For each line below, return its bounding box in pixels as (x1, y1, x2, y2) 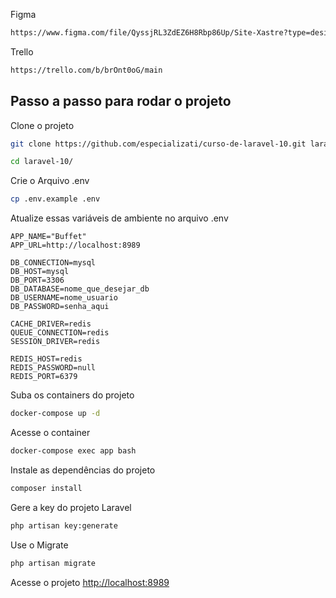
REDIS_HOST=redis (10, 354, 83, 364)
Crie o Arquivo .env (10, 175, 90, 187)
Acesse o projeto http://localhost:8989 (10, 576, 170, 588)
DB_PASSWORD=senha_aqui (10, 302, 110, 312)
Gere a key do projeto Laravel (10, 501, 132, 513)
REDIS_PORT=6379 (10, 372, 78, 382)
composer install (10, 483, 83, 493)
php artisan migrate (10, 558, 97, 568)
